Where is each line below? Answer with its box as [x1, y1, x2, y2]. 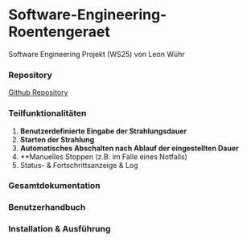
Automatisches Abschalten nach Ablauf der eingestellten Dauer [19, 143, 239, 153]
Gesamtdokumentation [8, 180, 101, 191]
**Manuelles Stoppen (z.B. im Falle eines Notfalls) [19, 151, 187, 162]
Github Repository [8, 88, 68, 97]
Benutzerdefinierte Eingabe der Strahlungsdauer [19, 126, 187, 136]
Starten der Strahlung [19, 134, 95, 144]
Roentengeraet [8, 23, 111, 41]
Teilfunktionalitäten [8, 108, 87, 119]
